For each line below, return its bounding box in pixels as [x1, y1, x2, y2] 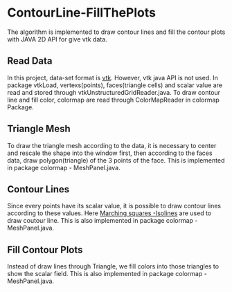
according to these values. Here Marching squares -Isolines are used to [7, 209, 212, 217]
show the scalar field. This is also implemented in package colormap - [7, 270, 208, 278]
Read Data [7, 55, 53, 67]
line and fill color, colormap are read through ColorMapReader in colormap [7, 95, 220, 104]
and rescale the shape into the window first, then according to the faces [7, 149, 213, 157]
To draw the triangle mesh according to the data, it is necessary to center [7, 141, 217, 149]
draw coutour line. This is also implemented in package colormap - [7, 217, 198, 225]
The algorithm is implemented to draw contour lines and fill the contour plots [7, 28, 226, 36]
